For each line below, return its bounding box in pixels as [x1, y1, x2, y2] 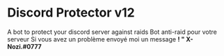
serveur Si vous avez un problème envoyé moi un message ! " [7, 35, 185, 43]
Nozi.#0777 [7, 42, 42, 50]
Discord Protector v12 [7, 5, 135, 21]
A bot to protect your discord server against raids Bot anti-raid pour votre [7, 28, 217, 36]
